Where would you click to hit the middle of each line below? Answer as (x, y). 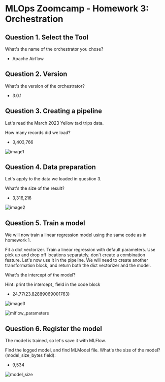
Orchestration (34, 19)
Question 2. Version (36, 74)
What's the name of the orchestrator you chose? (54, 49)
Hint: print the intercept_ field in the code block (53, 284)
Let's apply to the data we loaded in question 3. (53, 179)
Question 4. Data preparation (50, 167)
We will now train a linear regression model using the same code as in (76, 235)
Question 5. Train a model (45, 223)
